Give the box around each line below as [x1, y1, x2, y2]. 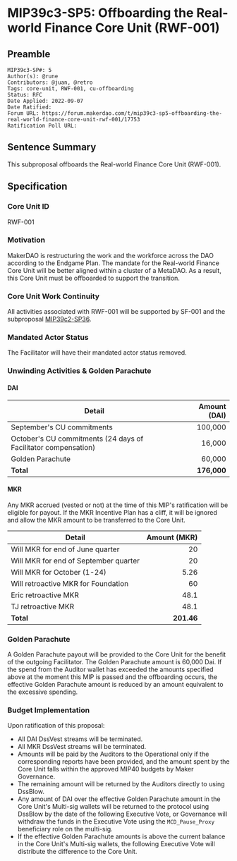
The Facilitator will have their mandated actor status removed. [7, 348, 187, 357]
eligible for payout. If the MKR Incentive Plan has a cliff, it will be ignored [7, 508, 217, 516]
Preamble [7, 48, 51, 60]
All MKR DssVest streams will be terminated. [17, 743, 147, 751]
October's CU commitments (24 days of [11, 434, 144, 444]
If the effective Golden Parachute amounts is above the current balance [17, 832, 226, 841]
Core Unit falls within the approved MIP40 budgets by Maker [17, 765, 194, 774]
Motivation [7, 235, 46, 245]
